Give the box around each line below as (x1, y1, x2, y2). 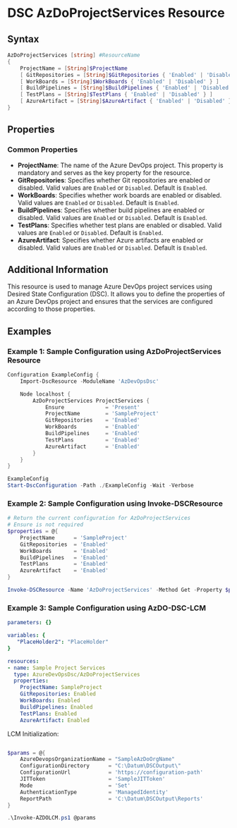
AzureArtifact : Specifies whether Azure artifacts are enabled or (17, 236, 203, 244)
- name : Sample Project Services (7, 664, 106, 671)
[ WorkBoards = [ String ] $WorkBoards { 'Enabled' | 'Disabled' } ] (20, 78, 219, 85)
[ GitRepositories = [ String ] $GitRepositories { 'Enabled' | (20, 71, 203, 78)
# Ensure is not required (7, 521, 83, 528)
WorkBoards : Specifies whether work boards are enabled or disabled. (17, 190, 222, 199)
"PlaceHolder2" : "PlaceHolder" (16, 638, 109, 646)
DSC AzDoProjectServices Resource (7, 5, 225, 21)
